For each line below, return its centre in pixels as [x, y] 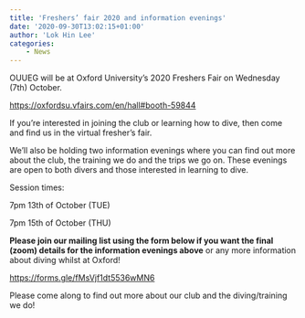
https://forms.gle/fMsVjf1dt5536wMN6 [82, 278]
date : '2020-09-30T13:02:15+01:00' [77, 26]
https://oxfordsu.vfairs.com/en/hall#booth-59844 [103, 105]
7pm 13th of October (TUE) [60, 206]
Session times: [37, 187]
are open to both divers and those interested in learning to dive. [129, 170]
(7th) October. [36, 88]
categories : [32, 43]
